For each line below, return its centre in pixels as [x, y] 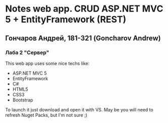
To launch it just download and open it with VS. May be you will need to [79, 109]
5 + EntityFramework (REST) [66, 19]
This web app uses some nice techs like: [47, 63]
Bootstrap [23, 100]
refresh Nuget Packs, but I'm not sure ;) [46, 115]
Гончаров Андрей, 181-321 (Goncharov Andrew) [83, 38]
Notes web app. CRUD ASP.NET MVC [84, 9]
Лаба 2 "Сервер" [27, 52]
